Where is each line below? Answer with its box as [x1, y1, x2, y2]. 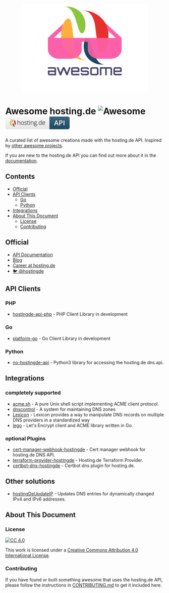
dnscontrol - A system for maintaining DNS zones [12, 406, 116, 412]
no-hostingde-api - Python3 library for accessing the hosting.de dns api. [12, 359, 164, 365]
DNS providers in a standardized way [12, 417, 90, 423]
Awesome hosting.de [5, 106, 96, 117]
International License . [5, 553, 50, 559]
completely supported [5, 389, 61, 396]
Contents [5, 173, 35, 181]
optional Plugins [5, 435, 46, 442]
